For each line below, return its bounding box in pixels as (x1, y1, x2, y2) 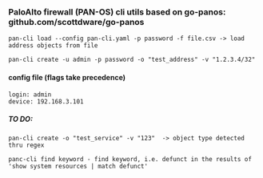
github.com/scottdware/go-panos (8, 16, 145, 27)
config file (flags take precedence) (8, 72, 126, 82)
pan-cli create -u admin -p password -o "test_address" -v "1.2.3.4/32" (8, 55, 256, 64)
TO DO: (8, 115, 34, 124)
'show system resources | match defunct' (8, 163, 149, 171)
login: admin (8, 91, 52, 99)
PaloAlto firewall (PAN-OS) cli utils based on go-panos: (8, 6, 226, 18)
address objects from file (8, 42, 98, 50)
